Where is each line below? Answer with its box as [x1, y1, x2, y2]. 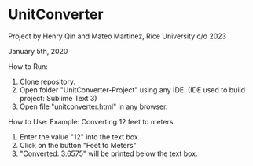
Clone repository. [19, 77, 76, 86]
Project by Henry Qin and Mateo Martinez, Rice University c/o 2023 [8, 31, 226, 41]
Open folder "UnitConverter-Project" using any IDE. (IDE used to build [19, 85, 246, 95]
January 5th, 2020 [8, 46, 68, 56]
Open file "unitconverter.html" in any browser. [19, 102, 168, 111]
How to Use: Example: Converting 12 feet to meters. [8, 117, 175, 126]
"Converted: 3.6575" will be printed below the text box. [19, 149, 198, 158]
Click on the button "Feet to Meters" [19, 140, 137, 150]
